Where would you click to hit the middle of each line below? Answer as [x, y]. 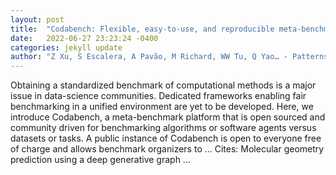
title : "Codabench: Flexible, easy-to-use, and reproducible [142, 29]
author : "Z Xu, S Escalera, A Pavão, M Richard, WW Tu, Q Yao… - [149, 57]
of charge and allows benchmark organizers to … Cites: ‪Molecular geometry [167, 149]
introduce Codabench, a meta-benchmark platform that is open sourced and [168, 117]
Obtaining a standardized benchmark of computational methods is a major [163, 85]
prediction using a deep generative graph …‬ [100, 160]
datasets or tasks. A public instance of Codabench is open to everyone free [166, 138]
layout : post [37, 19]
